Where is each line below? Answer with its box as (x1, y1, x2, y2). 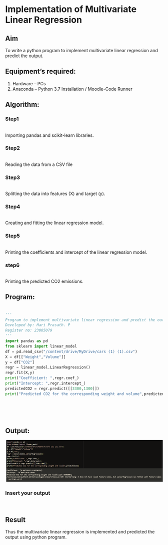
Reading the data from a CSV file (5, 161, 73, 167)
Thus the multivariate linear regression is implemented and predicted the (5, 529, 155, 535)
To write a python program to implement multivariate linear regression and (5, 48, 158, 53)
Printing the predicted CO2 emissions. (5, 278, 84, 284)
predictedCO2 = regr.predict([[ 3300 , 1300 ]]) (5, 386, 99, 391)
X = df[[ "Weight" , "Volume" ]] (5, 354, 66, 359)
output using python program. (5, 534, 67, 540)
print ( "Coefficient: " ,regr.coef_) (5, 376, 79, 381)
